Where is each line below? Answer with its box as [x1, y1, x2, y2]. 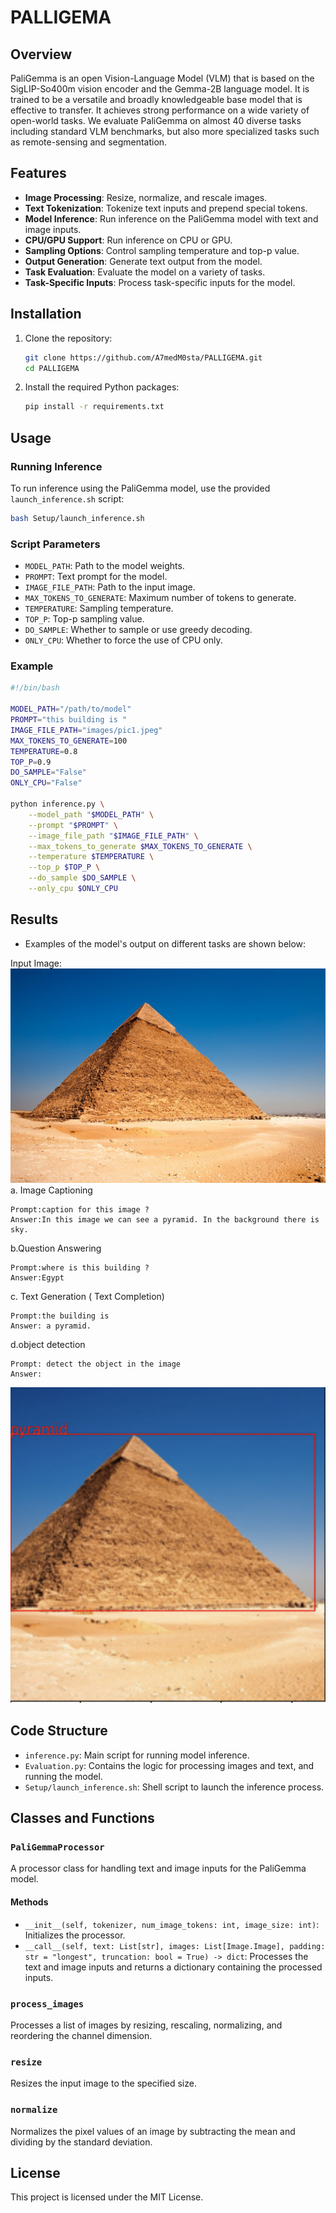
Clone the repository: [24, 332, 113, 344]
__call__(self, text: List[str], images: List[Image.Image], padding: [24, 1941, 326, 1951]
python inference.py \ [10, 799, 105, 810]
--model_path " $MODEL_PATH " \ [28, 809, 155, 820]
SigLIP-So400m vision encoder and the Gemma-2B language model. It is [10, 83, 310, 95]
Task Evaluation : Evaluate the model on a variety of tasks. [24, 266, 266, 278]
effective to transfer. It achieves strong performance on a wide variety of [10, 104, 310, 116]
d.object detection [10, 1339, 86, 1351]
